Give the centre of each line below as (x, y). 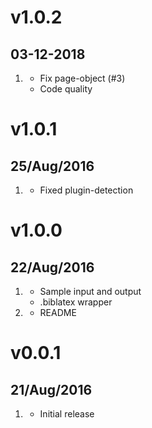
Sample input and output (90, 291)
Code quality (66, 89)
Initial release (67, 414)
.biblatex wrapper (76, 302)
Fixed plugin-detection (86, 190)
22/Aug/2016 (52, 267)
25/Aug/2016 (52, 166)
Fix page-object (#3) (82, 78)
